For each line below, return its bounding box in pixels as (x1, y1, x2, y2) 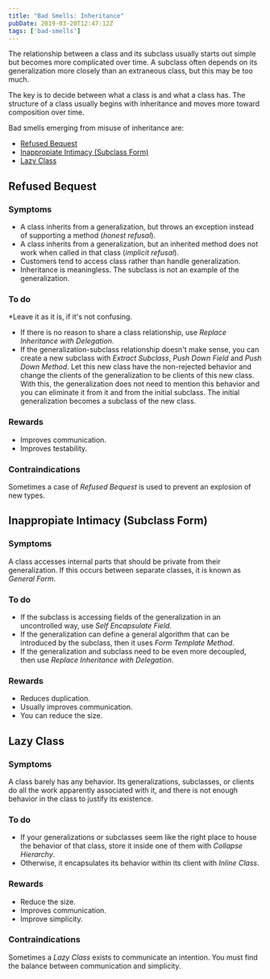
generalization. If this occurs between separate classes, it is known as (8, 565, 242, 574)
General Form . (8, 574, 56, 583)
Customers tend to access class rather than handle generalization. (19, 256, 241, 267)
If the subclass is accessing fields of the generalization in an (19, 611, 222, 622)
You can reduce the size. (19, 711, 103, 721)
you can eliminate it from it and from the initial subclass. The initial (19, 388, 240, 397)
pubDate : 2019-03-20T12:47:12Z (8, 19, 114, 27)
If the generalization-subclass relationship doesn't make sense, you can (19, 345, 260, 355)
